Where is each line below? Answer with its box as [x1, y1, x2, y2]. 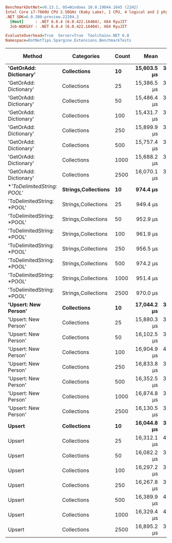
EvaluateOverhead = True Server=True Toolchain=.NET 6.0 [5, 33, 130, 39]
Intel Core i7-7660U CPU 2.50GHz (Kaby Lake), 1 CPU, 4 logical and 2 [5, 9, 159, 14]
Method [23, 52, 42, 60]
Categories [72, 52, 100, 60]
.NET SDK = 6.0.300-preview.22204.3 [5, 14, 79, 20]
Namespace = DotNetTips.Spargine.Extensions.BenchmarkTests [5, 38, 132, 43]
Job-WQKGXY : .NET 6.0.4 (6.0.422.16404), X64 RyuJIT [10, 24, 127, 29]
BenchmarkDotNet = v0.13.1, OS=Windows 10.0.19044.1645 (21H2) [5, 5, 139, 10]
